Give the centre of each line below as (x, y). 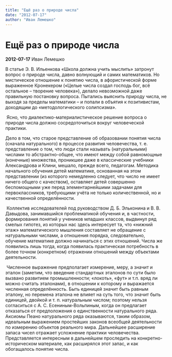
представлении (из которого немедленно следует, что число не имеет (83, 176)
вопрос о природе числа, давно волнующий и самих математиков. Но (82, 74)
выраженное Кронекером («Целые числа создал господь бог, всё (78, 86)
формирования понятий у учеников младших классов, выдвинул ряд (81, 219)
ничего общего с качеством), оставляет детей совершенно (70, 182)
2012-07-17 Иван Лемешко (35, 59)
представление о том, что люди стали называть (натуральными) (76, 149)
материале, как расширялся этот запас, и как (88, 344)
